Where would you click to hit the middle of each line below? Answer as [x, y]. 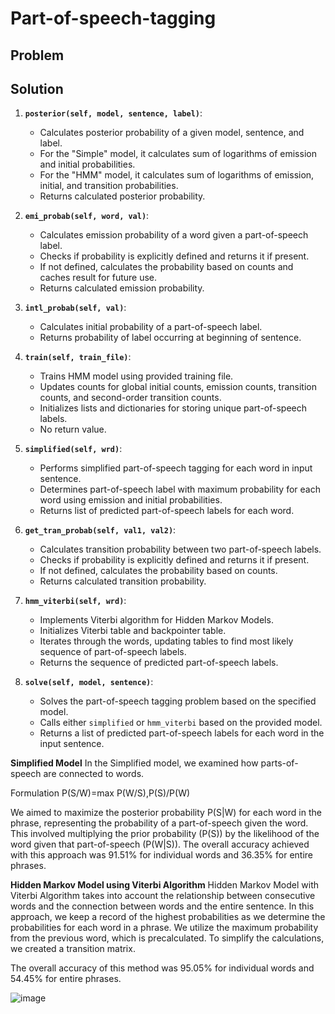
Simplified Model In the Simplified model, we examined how [134, 763]
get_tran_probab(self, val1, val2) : [100, 530]
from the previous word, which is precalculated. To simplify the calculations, [167, 938]
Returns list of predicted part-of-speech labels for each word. [167, 511]
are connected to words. [94, 774]
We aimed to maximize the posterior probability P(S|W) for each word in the [166, 813]
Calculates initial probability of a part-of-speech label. [151, 327]
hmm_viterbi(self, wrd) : [75, 601]
